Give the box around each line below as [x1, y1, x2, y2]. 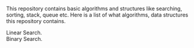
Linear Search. [6, 29, 42, 36]
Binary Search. [6, 36, 43, 42]
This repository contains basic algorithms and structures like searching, [6, 5, 182, 12]
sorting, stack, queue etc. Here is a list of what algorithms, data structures [6, 11, 189, 18]
